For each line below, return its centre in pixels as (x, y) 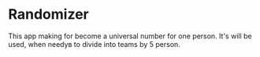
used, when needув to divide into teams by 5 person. (95, 44)
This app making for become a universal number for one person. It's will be (130, 36)
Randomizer (48, 14)
